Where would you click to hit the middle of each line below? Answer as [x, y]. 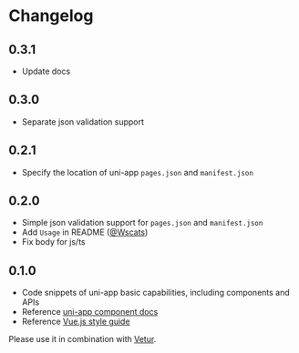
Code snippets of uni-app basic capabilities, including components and [156, 293]
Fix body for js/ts [53, 242]
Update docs [46, 71]
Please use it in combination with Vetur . [82, 339]
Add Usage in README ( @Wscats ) [85, 232]
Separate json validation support [83, 121]
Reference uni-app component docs [90, 312]
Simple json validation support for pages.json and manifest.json [142, 223]
